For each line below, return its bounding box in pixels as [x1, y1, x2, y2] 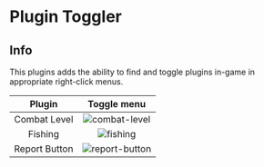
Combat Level [14, 113, 74, 125]
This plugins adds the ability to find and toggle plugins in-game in [9, 66, 256, 77]
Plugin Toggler [9, 6, 123, 27]
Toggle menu [87, 98, 147, 110]
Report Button [14, 142, 74, 155]
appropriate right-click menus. [9, 76, 124, 87]
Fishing [27, 128, 60, 140]
